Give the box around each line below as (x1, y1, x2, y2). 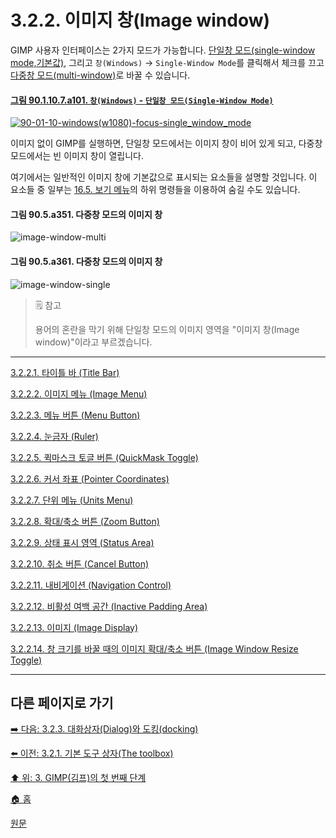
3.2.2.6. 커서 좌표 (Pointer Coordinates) (10, 472, 170, 485)
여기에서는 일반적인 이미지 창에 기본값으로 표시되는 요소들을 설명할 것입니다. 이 (10, 171, 318, 183)
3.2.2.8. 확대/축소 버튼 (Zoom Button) (10, 515, 160, 527)
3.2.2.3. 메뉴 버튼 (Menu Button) (10, 409, 141, 421)
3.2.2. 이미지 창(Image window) (10, 9, 271, 32)
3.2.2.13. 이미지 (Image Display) (10, 621, 139, 633)
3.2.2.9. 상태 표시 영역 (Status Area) (10, 536, 155, 548)
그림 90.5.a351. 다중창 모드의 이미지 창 (10, 208, 163, 220)
